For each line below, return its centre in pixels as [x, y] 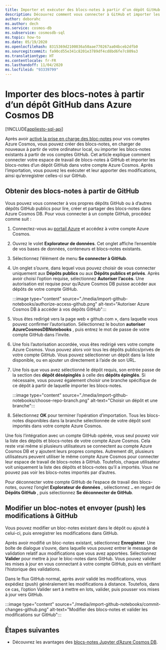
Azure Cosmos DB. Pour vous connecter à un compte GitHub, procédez [78, 213]
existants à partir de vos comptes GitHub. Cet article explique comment [78, 154]
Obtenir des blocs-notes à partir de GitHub [72, 191]
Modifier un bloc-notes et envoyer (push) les [76, 508]
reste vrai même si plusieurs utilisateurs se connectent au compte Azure [79, 446]
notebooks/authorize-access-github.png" [55, 304]
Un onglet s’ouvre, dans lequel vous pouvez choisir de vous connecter [84, 268]
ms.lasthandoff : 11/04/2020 [34, 65]
